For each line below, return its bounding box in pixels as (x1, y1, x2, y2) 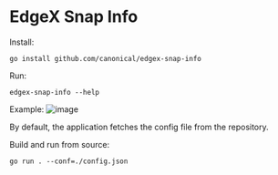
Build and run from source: (9, 139, 110, 149)
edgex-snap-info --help (9, 87, 100, 97)
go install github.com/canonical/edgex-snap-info (9, 54, 202, 63)
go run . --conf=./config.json (9, 157, 129, 166)
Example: (9, 103, 45, 115)
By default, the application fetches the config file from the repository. (9, 121, 269, 132)
